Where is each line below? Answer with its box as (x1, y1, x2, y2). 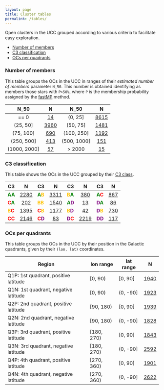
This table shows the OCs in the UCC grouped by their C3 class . (5, 171, 134, 177)
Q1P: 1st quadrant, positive (7, 272, 70, 279)
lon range (90, 261, 113, 268)
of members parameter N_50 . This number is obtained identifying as (5, 83, 141, 89)
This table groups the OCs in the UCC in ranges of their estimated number (5, 78, 154, 84)
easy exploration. (5, 35, 40, 41)
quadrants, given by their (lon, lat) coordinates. (5, 246, 105, 252)
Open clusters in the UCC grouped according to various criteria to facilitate (5, 30, 156, 36)
